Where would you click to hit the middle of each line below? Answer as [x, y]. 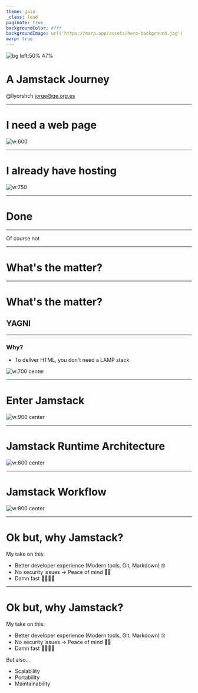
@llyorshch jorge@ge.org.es [41, 95]
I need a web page [52, 125]
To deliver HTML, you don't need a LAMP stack [72, 359]
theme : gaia [21, 11]
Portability [27, 677]
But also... [18, 659]
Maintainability [32, 684]
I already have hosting [61, 171]
